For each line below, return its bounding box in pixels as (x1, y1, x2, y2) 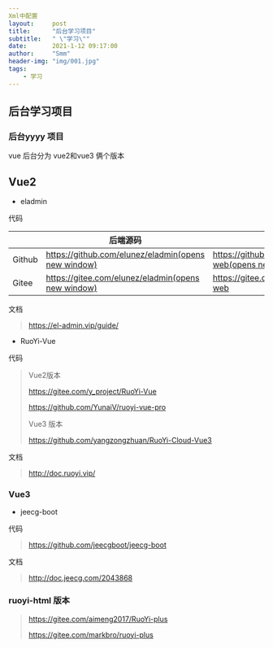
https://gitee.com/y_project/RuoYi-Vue (28, 387, 157, 397)
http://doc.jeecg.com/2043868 (28, 573, 133, 583)
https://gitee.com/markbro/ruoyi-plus (28, 629, 154, 639)
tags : (8, 65, 27, 73)
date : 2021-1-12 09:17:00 (8, 42, 118, 50)
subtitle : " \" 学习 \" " (8, 34, 90, 43)
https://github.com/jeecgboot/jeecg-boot (28, 540, 167, 550)
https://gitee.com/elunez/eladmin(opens (45, 272, 201, 284)
